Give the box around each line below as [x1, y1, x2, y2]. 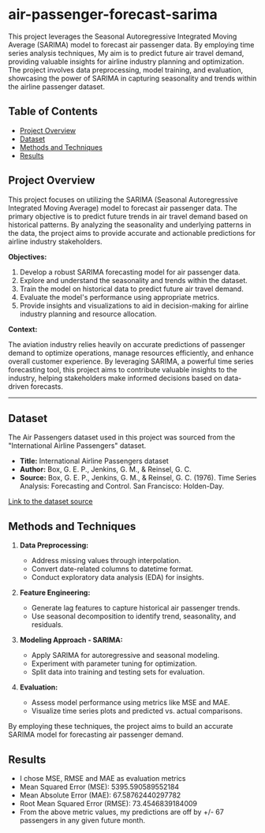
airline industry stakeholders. [8, 237, 103, 246]
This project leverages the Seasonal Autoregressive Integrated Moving [8, 32, 237, 41]
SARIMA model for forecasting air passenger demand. [8, 730, 184, 739]
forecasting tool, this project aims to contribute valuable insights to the [8, 364, 237, 374]
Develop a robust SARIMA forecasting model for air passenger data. [19, 267, 241, 277]
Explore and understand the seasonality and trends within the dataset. [19, 275, 248, 285]
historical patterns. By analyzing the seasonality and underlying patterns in [8, 219, 252, 230]
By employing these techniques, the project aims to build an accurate [8, 722, 233, 731]
